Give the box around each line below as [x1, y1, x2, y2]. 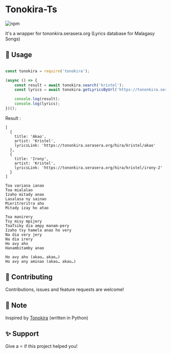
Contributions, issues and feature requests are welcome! [5, 286, 124, 292]
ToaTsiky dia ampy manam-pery [5, 223, 70, 228]
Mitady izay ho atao [5, 205, 49, 210]
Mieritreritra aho [5, 200, 44, 206]
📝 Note [5, 301, 27, 310]
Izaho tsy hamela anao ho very [5, 227, 72, 233]
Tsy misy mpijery [5, 218, 42, 224]
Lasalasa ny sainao [5, 196, 47, 201]
